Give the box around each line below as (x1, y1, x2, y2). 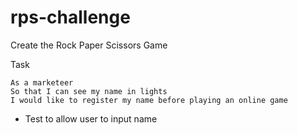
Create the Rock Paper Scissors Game (10, 39, 168, 51)
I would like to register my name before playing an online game (10, 95, 288, 105)
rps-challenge (10, 6, 131, 29)
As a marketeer (10, 77, 74, 88)
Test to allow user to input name (24, 112, 158, 125)
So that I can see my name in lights (10, 86, 168, 96)
